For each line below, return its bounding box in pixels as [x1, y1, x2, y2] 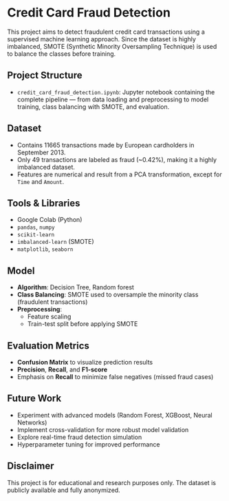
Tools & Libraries [7, 197, 80, 209]
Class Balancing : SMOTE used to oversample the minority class [17, 291, 199, 299]
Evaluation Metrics [7, 340, 89, 351]
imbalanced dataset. [17, 163, 76, 171]
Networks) [17, 418, 47, 427]
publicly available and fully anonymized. [7, 486, 120, 494]
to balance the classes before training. [7, 50, 116, 58]
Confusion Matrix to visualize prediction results [17, 358, 153, 366]
